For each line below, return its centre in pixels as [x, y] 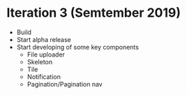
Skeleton [40, 61]
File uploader [46, 54]
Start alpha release [44, 39]
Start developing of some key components [77, 47]
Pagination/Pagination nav [65, 84]
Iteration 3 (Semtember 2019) [94, 13]
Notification [44, 76]
